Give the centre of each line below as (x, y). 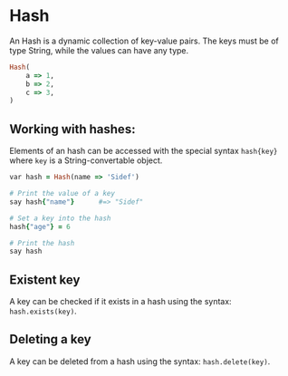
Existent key (45, 280)
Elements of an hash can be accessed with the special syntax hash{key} (144, 151)
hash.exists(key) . (43, 311)
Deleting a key (51, 339)
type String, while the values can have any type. (99, 50)
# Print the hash (42, 243)
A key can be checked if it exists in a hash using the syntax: (121, 302)
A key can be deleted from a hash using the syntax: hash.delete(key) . (140, 361)
